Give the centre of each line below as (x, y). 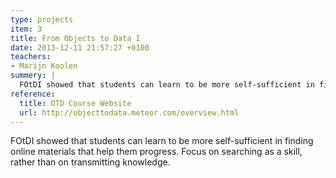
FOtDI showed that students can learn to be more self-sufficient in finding (162, 141)
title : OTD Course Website (75, 103)
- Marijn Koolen (44, 66)
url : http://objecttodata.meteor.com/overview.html (129, 112)
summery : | (33, 76)
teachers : (31, 57)
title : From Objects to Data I (75, 38)
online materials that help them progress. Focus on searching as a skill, (156, 152)
